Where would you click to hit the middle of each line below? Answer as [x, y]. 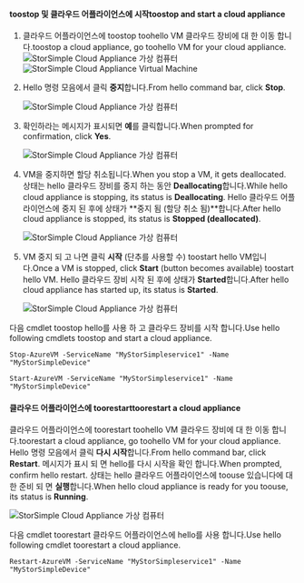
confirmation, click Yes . [67, 136]
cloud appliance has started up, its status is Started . [120, 290]
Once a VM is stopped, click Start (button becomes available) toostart [163, 268]
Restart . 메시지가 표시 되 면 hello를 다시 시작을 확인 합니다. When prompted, [146, 464]
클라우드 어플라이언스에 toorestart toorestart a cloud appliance [125, 407]
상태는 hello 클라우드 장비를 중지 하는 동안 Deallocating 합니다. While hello [155, 186]
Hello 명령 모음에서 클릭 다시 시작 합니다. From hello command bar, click [138, 452]
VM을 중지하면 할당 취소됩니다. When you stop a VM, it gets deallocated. [154, 175]
